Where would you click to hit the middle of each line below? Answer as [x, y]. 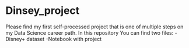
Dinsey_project [43, 11]
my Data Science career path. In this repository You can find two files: [90, 32]
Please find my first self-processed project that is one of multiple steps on [94, 27]
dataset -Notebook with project [64, 39]
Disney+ [15, 39]
